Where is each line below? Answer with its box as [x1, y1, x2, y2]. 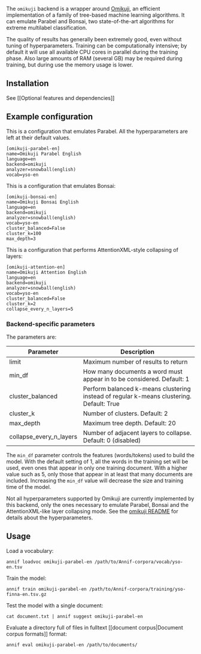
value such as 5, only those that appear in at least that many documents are [6, 470, 193, 477]
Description [120, 347, 155, 355]
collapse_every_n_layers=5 [6, 306, 74, 312]
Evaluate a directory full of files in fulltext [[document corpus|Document [6, 623, 184, 631]
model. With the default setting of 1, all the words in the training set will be [6, 458, 188, 465]
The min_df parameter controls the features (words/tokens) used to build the [6, 451, 195, 458]
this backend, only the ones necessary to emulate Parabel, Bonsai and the [6, 501, 189, 508]
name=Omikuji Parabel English [6, 151, 82, 157]
